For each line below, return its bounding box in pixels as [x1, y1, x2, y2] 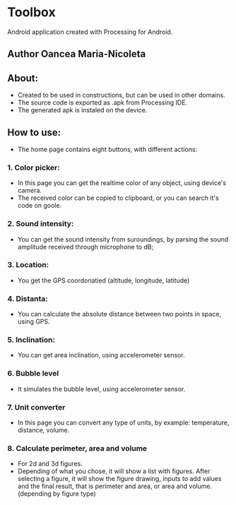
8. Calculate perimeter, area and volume [7, 443, 148, 453]
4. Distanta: [7, 294, 48, 304]
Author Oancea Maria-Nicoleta [7, 48, 146, 60]
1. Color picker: [7, 162, 60, 172]
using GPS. [17, 317, 51, 326]
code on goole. [17, 201, 62, 210]
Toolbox [7, 4, 56, 20]
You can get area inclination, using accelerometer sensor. [17, 351, 185, 360]
